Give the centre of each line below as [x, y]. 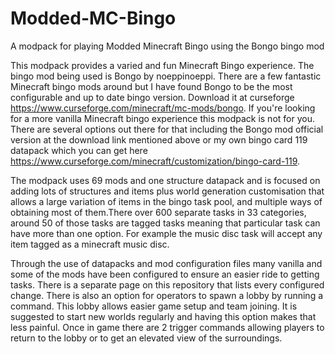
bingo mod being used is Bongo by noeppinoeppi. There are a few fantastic [166, 76]
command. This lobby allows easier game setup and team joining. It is [154, 306]
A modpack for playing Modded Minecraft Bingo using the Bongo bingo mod [167, 46]
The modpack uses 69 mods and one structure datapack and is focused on [165, 180]
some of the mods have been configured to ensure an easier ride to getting [165, 274]
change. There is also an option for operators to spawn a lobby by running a [167, 295]
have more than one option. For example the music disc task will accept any [166, 233]
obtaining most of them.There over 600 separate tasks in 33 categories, [158, 212]
